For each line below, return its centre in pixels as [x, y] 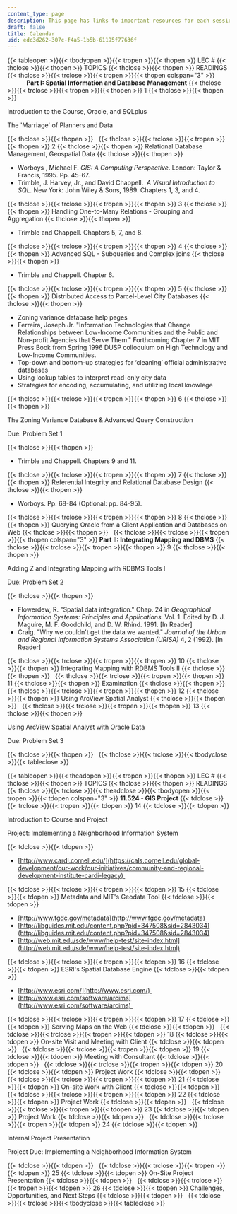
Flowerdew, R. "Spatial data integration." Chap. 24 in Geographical [114, 609]
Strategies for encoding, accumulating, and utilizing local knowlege [115, 385]
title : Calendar [31, 34]
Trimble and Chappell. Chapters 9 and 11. [77, 461]
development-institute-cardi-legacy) [70, 876]
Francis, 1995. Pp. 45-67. [54, 175]
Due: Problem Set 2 [36, 582]
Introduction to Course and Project [57, 819]
